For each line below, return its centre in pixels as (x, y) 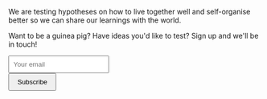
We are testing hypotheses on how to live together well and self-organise (129, 12)
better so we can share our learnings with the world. (95, 20)
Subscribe (33, 82)
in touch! (23, 44)
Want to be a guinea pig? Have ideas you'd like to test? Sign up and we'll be (133, 36)
